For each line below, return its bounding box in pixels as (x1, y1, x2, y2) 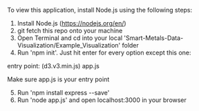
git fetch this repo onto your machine (17, 27, 123, 34)
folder (122, 41, 140, 49)
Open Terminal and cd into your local (17, 34, 123, 42)
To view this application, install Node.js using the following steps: (7, 6, 193, 14)
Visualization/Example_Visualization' (17, 41, 121, 49)
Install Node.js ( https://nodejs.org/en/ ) (17, 19, 126, 27)
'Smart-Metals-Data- (124, 34, 184, 42)
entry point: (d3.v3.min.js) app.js (7, 62, 100, 70)
